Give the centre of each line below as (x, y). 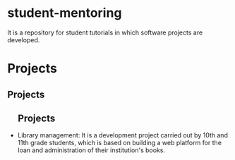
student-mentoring (65, 13)
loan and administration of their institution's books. (91, 150)
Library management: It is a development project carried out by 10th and (122, 135)
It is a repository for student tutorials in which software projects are (105, 32)
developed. (24, 39)
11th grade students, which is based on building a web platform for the (120, 143)
